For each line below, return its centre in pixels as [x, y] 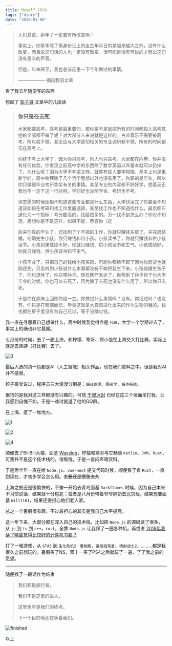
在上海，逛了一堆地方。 [30, 412]
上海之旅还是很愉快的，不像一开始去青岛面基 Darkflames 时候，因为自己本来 [85, 487]
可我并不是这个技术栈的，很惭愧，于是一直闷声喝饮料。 [63, 459]
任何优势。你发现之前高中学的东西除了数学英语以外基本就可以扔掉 [92, 165]
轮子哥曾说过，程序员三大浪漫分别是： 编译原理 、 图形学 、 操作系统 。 [73, 384]
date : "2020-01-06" [26, 19]
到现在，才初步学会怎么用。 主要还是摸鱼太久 [52, 476]
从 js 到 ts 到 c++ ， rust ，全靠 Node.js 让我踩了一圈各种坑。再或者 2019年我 [85, 528]
